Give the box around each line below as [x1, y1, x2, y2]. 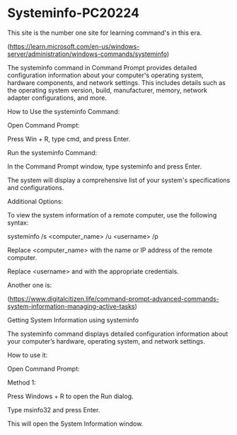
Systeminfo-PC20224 [7, 5, 140, 21]
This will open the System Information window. [7, 419, 144, 428]
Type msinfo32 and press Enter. [7, 405, 100, 414]
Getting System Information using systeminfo [7, 315, 139, 324]
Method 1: [7, 378, 37, 387]
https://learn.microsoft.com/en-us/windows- [9, 42, 140, 50]
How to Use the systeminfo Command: [7, 107, 120, 115]
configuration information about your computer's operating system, [7, 71, 204, 79]
